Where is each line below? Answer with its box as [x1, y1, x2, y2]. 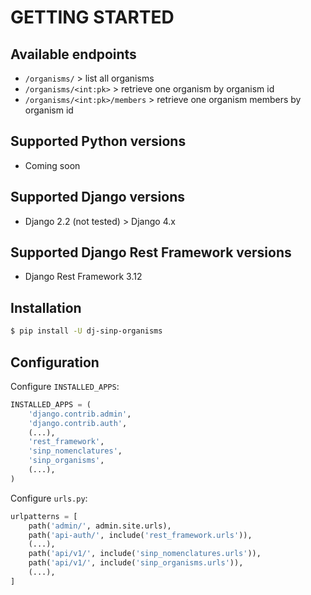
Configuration [10, 354, 100, 371]
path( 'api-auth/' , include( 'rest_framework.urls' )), [28, 530, 253, 540]
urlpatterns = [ [10, 511, 78, 521]
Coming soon [24, 159, 81, 171]
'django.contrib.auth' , [28, 418, 128, 428]
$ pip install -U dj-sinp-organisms [10, 326, 163, 336]
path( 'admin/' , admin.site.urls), [28, 521, 172, 531]
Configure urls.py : [10, 492, 88, 504]
